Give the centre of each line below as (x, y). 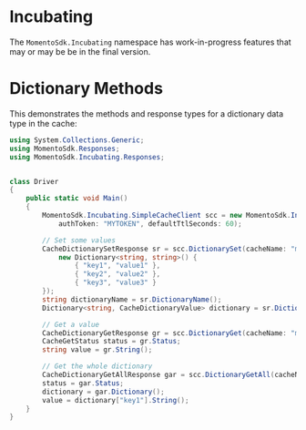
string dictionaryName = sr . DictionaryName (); (132, 299)
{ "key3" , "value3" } (115, 283)
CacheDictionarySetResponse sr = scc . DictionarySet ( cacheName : (164, 249)
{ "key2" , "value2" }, (117, 274)
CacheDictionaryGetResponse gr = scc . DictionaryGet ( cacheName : (164, 333)
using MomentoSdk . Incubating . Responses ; (87, 157)
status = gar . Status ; (83, 383)
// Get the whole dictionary (97, 366)
